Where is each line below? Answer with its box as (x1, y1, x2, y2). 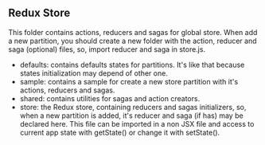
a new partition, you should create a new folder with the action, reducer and (8, 36, 257, 45)
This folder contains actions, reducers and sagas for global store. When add (8, 27, 258, 37)
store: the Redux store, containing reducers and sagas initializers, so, (19, 102, 247, 112)
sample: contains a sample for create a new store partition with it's (19, 76, 239, 86)
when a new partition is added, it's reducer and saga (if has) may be (19, 111, 244, 120)
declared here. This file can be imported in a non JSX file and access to (19, 119, 255, 128)
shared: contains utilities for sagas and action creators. (19, 93, 201, 103)
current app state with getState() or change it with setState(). (19, 127, 220, 137)
